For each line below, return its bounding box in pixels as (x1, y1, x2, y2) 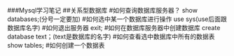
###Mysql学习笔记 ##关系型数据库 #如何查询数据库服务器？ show (7, 6, 198, 14)
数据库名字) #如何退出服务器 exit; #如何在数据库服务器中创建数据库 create (7, 24, 221, 31)
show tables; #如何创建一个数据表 (7, 41, 105, 49)
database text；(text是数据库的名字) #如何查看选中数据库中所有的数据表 (7, 32, 215, 41)
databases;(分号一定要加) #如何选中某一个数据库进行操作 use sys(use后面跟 (7, 15, 227, 23)
